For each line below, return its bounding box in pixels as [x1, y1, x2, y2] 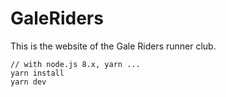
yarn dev [10, 77, 47, 87]
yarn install [10, 68, 65, 78]
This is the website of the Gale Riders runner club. [10, 40, 217, 52]
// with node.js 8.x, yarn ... [10, 59, 141, 69]
